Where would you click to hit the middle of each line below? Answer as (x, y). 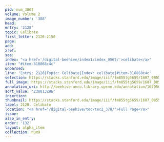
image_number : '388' (26, 19)
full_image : (17, 82)
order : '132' (18, 123)
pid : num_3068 (20, 10)
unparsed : (15, 69)
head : (10, 23)
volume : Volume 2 (23, 14)
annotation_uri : (21, 87)
